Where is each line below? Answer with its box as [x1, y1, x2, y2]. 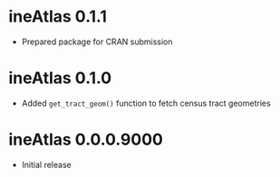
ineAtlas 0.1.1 [8, 6, 108, 27]
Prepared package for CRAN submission [21, 36, 173, 47]
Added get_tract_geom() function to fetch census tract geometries [21, 98, 271, 108]
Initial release [21, 159, 72, 170]
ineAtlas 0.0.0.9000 [8, 129, 164, 150]
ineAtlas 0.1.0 [8, 68, 112, 88]
